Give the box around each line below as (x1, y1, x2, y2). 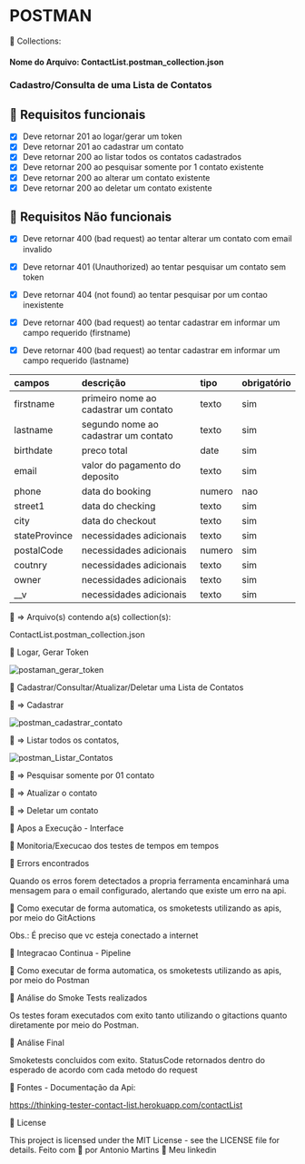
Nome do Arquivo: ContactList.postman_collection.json (9, 56, 224, 67)
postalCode (14, 544, 64, 557)
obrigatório (241, 376, 291, 389)
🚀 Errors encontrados (9, 857, 90, 868)
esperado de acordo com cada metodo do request (9, 1064, 198, 1075)
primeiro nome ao (81, 391, 157, 404)
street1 (14, 499, 45, 512)
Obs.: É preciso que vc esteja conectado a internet (9, 930, 199, 941)
